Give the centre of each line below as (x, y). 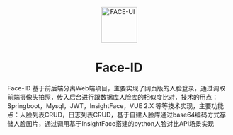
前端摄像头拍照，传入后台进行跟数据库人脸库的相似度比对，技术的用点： (113, 97)
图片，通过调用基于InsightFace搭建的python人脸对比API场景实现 (120, 123)
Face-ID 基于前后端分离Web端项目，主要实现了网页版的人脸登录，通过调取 (116, 88)
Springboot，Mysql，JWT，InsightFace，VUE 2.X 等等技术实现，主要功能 (116, 105)
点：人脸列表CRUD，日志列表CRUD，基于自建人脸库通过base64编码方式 (114, 115)
